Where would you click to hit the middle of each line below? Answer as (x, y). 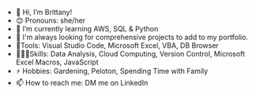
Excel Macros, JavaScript (57, 62)
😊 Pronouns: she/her (50, 20)
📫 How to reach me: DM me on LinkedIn (82, 83)
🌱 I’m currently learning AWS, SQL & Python (87, 29)
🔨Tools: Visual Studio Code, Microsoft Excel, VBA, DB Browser (117, 46)
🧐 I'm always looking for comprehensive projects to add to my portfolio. (132, 37)
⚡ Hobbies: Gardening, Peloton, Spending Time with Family (112, 71)
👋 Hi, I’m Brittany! (44, 12)
